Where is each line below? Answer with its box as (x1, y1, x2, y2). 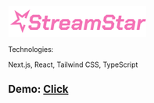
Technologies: (8, 45, 54, 53)
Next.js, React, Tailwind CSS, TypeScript (8, 60, 138, 69)
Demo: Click (8, 83, 69, 96)
